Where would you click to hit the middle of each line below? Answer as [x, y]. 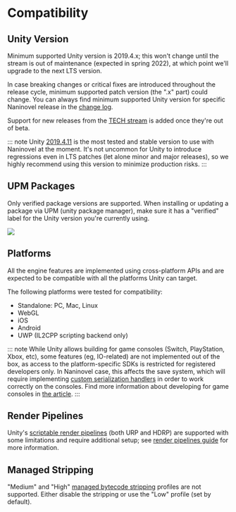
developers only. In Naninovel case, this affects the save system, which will [116, 371]
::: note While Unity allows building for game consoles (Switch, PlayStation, [116, 349]
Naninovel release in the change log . [60, 107]
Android [29, 327]
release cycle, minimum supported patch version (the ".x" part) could [107, 92]
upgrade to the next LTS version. [55, 71]
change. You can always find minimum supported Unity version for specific [116, 99]
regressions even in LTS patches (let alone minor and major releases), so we [118, 157]
